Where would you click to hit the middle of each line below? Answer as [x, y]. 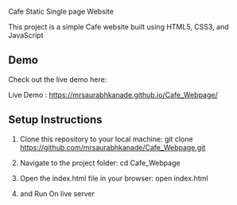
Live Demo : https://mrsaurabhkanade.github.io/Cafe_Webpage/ [113, 95]
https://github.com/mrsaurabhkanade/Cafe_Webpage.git [113, 147]
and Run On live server [57, 193]
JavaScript [26, 35]
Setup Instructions [55, 120]
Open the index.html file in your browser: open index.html [114, 178]
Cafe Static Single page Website [61, 12]
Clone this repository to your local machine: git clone [106, 139]
